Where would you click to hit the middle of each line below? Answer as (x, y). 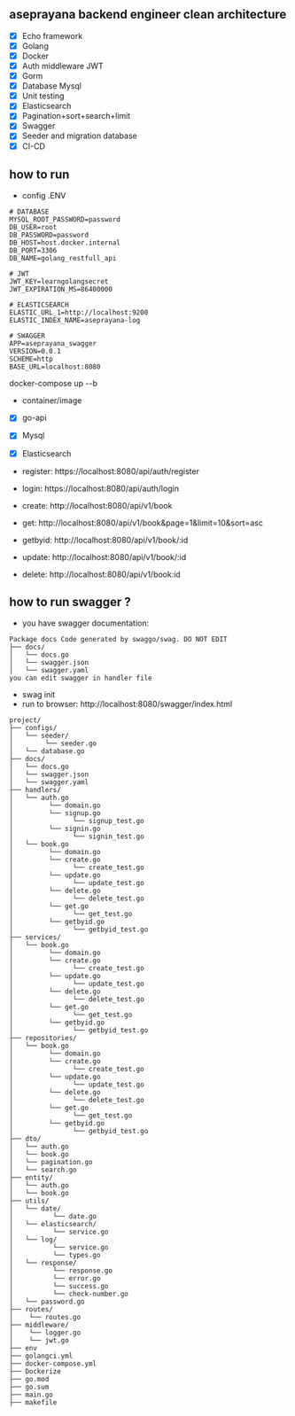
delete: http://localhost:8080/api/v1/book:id (101, 574)
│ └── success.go (59, 1287)
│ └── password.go (47, 1302)
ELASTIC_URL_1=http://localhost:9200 (79, 313)
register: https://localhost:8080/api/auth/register (110, 471)
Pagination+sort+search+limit (76, 116)
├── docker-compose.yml (53, 1364)
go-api (34, 418)
